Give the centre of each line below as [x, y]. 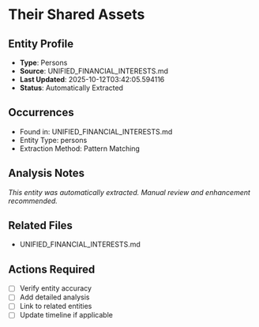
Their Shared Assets [77, 15]
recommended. [33, 201]
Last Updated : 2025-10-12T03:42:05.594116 [92, 79]
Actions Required [52, 269]
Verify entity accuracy [56, 288]
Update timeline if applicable [66, 315]
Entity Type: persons [53, 140]
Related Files [41, 226]
